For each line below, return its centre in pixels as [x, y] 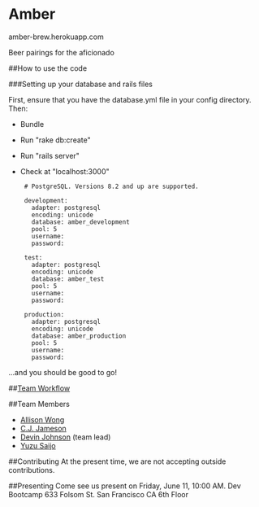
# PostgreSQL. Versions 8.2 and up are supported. [111, 186]
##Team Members [39, 404]
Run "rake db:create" [55, 140]
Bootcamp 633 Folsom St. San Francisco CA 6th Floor [99, 494]
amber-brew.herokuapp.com [56, 37]
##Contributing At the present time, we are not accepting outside [117, 461]
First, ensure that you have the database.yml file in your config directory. [130, 99]
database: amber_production [79, 336]
